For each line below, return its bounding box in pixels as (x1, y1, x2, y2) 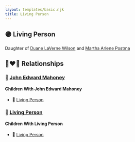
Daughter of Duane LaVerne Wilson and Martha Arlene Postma (5, 46, 130, 51)
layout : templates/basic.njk (5, 7, 64, 12)
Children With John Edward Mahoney (5, 86, 82, 92)
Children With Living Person (5, 121, 63, 126)
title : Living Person (5, 12, 49, 16)
